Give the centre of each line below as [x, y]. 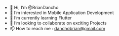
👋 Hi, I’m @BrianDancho [34, 8]
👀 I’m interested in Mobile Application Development [62, 13]
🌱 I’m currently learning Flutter [41, 18]
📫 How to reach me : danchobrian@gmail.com [57, 28]
